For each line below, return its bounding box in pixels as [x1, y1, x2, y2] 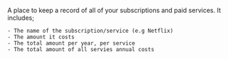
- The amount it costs [7, 33, 75, 41]
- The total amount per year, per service [7, 40, 135, 47]
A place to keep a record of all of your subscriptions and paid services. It [7, 6, 221, 14]
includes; [7, 14, 34, 22]
